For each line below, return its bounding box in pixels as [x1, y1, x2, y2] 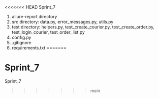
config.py [11, 34, 32, 40]
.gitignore [11, 40, 32, 46]
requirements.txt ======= [11, 45, 67, 50]
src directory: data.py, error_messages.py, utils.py [11, 19, 114, 24]
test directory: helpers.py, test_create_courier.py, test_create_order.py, [11, 24, 155, 30]
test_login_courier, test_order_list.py [11, 29, 85, 35]
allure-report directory [11, 14, 57, 19]
